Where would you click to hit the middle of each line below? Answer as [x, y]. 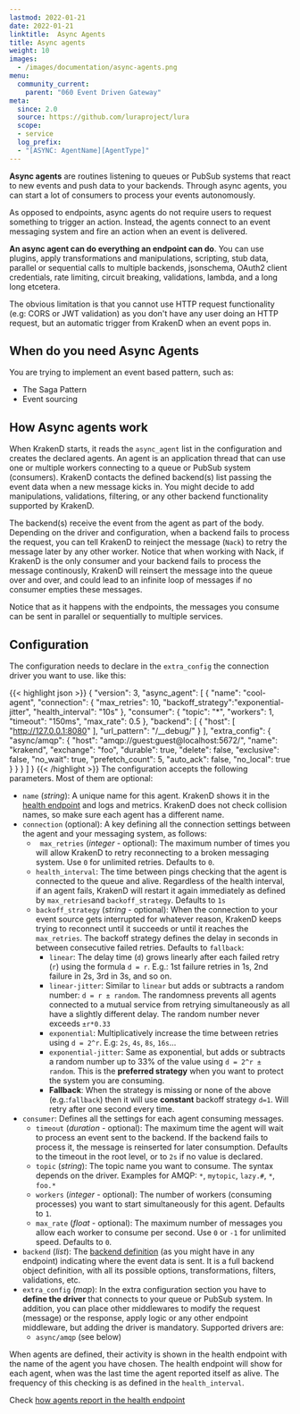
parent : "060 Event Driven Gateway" [94, 92]
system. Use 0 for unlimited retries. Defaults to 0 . [125, 863]
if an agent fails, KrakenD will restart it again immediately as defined [160, 891]
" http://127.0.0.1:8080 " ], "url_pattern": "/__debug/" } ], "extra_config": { [140, 731]
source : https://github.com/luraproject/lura [104, 117]
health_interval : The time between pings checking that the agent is [161, 871]
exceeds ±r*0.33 [79, 1023]
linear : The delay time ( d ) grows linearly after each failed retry [164, 957]
